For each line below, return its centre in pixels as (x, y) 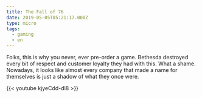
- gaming (23, 34)
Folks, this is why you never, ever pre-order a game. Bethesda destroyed (97, 57)
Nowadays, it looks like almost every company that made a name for (92, 70)
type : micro (21, 23)
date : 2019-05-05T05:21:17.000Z (47, 18)
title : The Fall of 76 (35, 12)
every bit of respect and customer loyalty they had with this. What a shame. (101, 64)
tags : (13, 29)
